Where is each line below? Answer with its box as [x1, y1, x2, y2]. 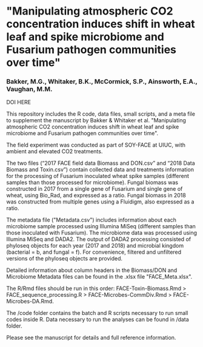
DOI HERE [6, 99, 32, 106]
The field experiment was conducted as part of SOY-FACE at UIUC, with [6, 141, 186, 149]
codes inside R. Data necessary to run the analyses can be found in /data [6, 316, 189, 323]
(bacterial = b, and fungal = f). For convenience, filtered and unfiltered [6, 248, 182, 256]
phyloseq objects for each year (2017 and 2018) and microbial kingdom [6, 242, 184, 250]
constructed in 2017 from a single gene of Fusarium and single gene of [6, 185, 183, 193]
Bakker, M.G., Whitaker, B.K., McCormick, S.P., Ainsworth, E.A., [6, 78, 198, 86]
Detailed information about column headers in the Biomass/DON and [6, 266, 178, 274]
